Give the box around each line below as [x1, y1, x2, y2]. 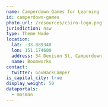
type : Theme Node [6, 31, 49, 37]
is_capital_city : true [6, 75, 62, 81]
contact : [6, 64, 28, 70]
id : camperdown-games [6, 14, 60, 20]
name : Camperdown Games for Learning [6, 8, 100, 15]
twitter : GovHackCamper [11, 70, 70, 75]
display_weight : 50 [6, 81, 55, 87]
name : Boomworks [11, 58, 52, 64]
